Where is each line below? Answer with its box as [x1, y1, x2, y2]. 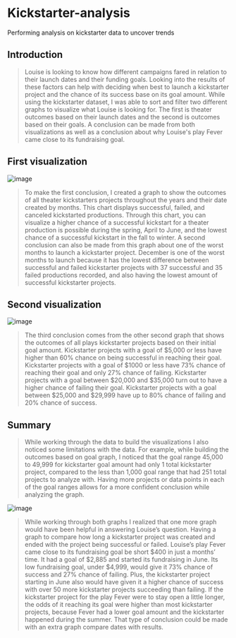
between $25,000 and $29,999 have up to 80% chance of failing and [24, 391, 226, 400]
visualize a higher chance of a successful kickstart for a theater [24, 218, 209, 227]
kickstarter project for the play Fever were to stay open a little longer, [24, 593, 225, 601]
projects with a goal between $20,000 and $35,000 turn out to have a [24, 376, 228, 384]
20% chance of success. [24, 398, 97, 407]
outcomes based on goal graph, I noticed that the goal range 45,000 [24, 453, 223, 461]
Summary [7, 419, 51, 431]
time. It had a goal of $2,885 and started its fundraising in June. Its [24, 555, 218, 564]
